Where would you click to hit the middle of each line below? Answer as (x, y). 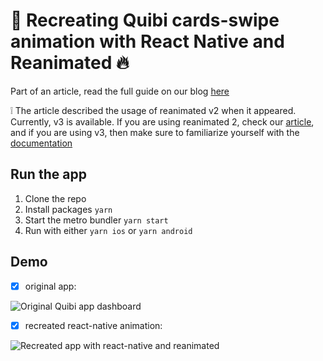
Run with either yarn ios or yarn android (108, 230)
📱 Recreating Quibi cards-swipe (145, 20)
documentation (41, 143)
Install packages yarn (68, 209)
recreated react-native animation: (93, 325)
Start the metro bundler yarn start (96, 220)
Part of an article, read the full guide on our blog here (120, 91)
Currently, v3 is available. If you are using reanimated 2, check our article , (162, 121)
